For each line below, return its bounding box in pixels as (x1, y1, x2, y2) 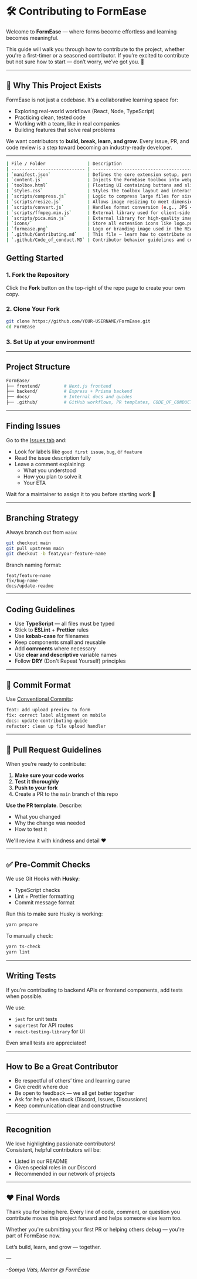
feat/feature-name (6, 573, 51, 579)
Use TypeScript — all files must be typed (14, 620, 115, 627)
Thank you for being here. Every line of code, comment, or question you (6, 1208, 181, 1215)
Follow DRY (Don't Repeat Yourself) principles (14, 657, 126, 664)
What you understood (23, 467, 76, 474)
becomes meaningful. (6, 34, 59, 41)
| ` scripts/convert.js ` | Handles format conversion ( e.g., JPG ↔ (6, 204, 193, 210)
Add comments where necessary (14, 645, 96, 652)
